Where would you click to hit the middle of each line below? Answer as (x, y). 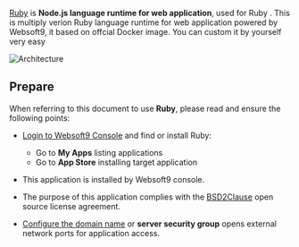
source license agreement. (71, 206)
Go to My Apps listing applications (99, 152)
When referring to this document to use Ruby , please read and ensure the (145, 108)
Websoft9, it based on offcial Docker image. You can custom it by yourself (145, 32)
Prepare (32, 87)
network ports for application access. (91, 233)
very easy (28, 41)
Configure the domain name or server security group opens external (149, 224)
